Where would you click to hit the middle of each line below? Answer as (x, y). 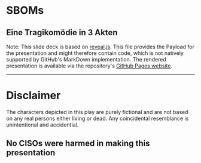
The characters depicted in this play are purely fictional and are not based (97, 112)
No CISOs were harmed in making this (78, 144)
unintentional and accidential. (42, 124)
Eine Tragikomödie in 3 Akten (62, 33)
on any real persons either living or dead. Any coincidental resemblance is (98, 118)
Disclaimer (33, 96)
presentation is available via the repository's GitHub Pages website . (89, 66)
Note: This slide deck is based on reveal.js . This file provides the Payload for (100, 47)
